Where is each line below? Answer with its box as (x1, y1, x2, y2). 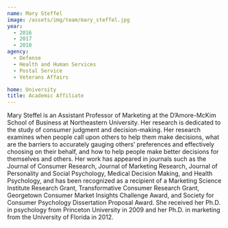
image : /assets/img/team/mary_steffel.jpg (7, 16, 130, 23)
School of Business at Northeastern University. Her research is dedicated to (7, 118, 221, 127)
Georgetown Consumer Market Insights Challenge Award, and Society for (7, 191, 214, 199)
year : (7, 23, 23, 29)
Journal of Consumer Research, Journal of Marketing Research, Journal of (7, 162, 218, 170)
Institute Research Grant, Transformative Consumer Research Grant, (7, 184, 200, 192)
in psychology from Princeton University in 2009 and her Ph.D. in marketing (7, 206, 220, 214)
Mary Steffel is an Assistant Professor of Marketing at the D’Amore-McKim (7, 111, 217, 120)
